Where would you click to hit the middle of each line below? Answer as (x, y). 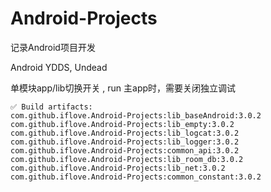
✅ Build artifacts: (51, 107)
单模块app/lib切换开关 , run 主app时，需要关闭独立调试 (123, 88)
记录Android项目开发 (53, 47)
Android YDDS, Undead (59, 67)
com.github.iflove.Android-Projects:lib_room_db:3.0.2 (127, 159)
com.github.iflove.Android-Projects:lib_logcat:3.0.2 (125, 133)
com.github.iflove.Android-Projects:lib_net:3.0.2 (118, 168)
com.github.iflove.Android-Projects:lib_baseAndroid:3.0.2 (136, 115)
